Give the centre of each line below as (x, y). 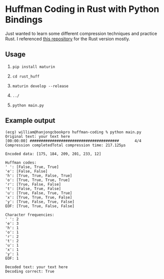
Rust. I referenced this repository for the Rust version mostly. (68, 39)
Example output (30, 121)
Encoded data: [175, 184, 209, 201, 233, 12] (53, 154)
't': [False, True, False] (33, 188)
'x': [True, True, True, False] (39, 197)
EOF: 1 (12, 258)
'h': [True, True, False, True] (39, 176)
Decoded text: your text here (37, 267)
